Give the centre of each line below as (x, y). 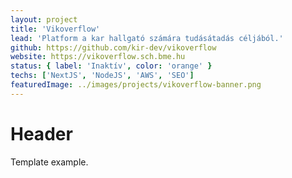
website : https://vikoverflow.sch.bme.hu (98, 57)
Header (41, 133)
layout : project (44, 19)
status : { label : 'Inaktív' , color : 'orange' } (111, 66)
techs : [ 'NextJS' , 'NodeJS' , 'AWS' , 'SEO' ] (102, 76)
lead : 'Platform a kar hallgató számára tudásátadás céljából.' (147, 38)
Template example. (49, 162)
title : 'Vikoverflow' (55, 29)
